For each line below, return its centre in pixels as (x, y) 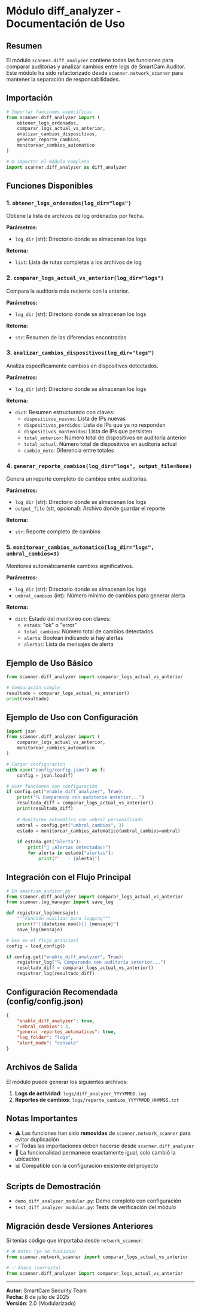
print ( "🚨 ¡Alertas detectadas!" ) (69, 848)
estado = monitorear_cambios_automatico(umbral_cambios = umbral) (99, 831)
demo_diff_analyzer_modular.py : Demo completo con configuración (98, 1201)
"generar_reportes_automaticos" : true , (67, 1032)
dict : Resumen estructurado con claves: (65, 412)
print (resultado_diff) (45, 809)
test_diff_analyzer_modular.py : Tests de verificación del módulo (95, 1207)
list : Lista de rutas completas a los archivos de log (78, 262)
